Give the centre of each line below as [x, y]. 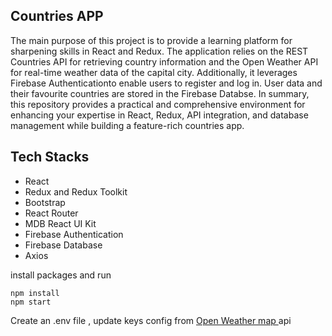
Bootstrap [45, 202]
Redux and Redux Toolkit [76, 191]
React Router [51, 213]
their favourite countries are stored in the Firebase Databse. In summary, [160, 93]
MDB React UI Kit [60, 223]
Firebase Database [63, 245]
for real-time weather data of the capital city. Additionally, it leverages [154, 72]
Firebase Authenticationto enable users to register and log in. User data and [166, 83]
